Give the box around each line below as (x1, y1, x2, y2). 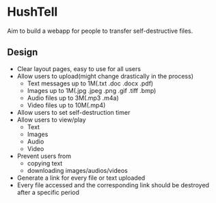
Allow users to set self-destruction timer (16, 108, 131, 116)
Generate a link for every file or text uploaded (16, 174, 146, 182)
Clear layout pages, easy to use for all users (16, 64, 141, 72)
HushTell (7, 4, 58, 20)
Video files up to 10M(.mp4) (27, 100, 106, 109)
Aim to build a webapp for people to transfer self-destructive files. (7, 27, 193, 35)
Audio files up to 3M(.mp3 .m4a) (27, 94, 120, 102)
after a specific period (16, 188, 80, 196)
